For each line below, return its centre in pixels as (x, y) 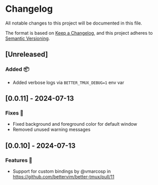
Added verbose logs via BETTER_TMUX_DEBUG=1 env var (68, 82)
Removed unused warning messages (51, 130)
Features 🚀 (19, 160)
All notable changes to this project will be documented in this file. (74, 23)
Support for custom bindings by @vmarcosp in (62, 171)
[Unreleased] (27, 54)
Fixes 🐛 (15, 113)
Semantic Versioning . (28, 38)
